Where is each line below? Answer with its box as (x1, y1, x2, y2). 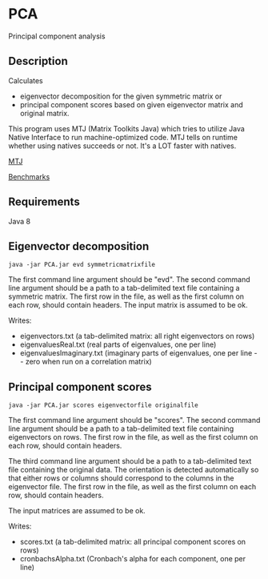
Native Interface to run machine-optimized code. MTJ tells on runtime (8, 132, 238, 142)
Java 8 (8, 216, 30, 226)
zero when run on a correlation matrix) (25, 357, 152, 367)
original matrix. (19, 108, 70, 118)
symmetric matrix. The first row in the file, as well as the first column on (8, 292, 245, 301)
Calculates (8, 75, 44, 85)
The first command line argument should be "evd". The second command (8, 275, 250, 284)
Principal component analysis (8, 31, 106, 41)
